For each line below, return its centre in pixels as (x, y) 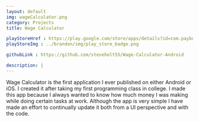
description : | (25, 65)
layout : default (26, 11)
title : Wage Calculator (36, 28)
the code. (18, 113)
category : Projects (30, 22)
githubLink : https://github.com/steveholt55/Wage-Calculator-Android (95, 55)
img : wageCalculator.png (37, 17)
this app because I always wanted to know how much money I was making (97, 94)
